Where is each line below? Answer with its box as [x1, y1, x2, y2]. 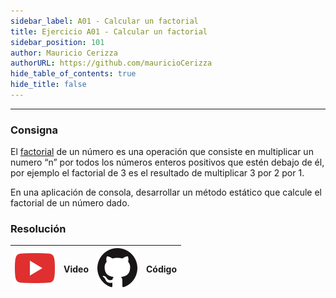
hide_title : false [10, 80, 87, 90]
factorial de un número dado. [10, 197, 130, 209]
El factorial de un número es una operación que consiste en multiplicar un [10, 146, 314, 158]
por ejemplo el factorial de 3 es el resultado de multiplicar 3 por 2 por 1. [10, 167, 305, 179]
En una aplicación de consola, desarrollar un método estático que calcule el [10, 186, 322, 199]
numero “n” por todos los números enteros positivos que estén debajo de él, [10, 156, 325, 169]
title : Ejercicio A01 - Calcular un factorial [10, 26, 208, 37]
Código [146, 263, 177, 275]
